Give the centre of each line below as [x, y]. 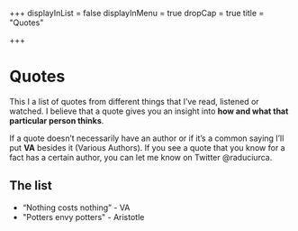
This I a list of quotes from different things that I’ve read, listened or [134, 101]
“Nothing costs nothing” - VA [76, 208]
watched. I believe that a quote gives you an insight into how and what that [149, 111]
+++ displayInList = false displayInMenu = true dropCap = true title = [137, 13]
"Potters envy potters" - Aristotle [83, 217]
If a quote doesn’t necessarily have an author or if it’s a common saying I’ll [147, 138]
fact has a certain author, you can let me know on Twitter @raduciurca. [141, 157]
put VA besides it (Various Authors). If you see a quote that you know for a [147, 147]
